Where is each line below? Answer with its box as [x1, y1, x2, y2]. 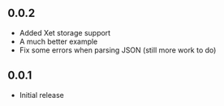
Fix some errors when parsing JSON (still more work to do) [19, 45, 217, 55]
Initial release [19, 90, 64, 100]
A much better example [19, 36, 98, 46]
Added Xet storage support [19, 28, 111, 37]
